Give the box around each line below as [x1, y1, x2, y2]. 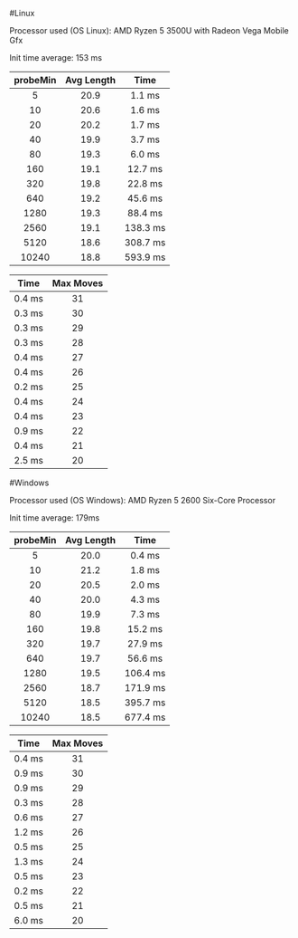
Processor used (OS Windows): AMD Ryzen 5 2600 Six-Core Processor [9, 495, 276, 505]
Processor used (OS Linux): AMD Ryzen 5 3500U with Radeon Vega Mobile [9, 25, 289, 35]
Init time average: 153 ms [9, 53, 102, 62]
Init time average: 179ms [9, 512, 100, 523]
